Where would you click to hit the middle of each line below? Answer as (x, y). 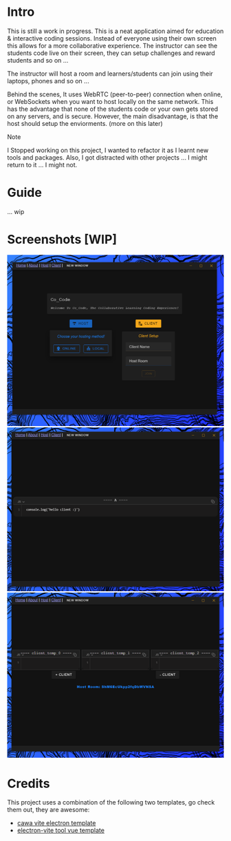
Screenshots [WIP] (62, 240)
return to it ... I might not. (42, 164)
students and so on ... (38, 60)
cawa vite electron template (56, 823)
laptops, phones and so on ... (48, 81)
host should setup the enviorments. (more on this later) (85, 123)
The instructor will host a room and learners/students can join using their (110, 74)
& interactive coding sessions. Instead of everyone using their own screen (112, 38)
